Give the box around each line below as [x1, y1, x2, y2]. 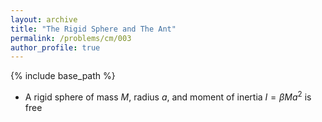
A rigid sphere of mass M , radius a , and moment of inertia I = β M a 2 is [24, 89, 312, 103]
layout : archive [10, 14, 78, 25]
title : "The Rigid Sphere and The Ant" [10, 24, 177, 34]
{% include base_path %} [10, 70, 116, 82]
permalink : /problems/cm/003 [10, 33, 132, 43]
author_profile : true [10, 42, 101, 53]
